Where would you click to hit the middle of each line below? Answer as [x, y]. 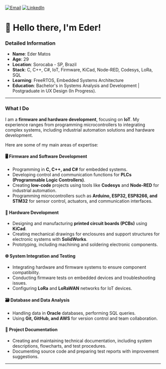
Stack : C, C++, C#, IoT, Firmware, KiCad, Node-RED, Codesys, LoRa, [83, 70]
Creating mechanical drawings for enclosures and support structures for [86, 234]
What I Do [17, 108]
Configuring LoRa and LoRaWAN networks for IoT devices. [72, 289]
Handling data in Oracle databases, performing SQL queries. [74, 313]
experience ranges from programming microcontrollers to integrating [75, 125]
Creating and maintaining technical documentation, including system [82, 341]
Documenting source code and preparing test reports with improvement [85, 351]
